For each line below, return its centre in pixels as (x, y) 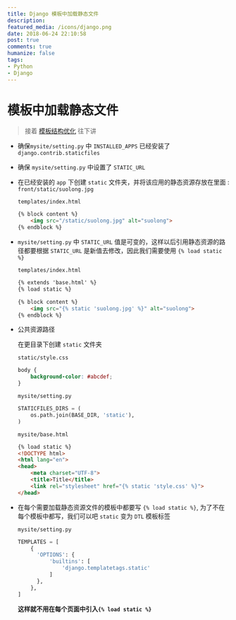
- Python (20, 66)
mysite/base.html (43, 434)
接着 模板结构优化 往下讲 (60, 131)
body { (27, 370)
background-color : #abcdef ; (72, 377)
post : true (23, 40)
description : (26, 21)
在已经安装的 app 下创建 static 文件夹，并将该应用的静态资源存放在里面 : (123, 182)
